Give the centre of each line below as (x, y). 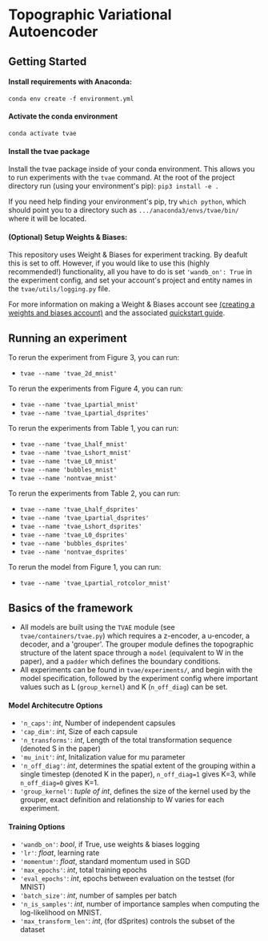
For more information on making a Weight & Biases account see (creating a (132, 304)
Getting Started (48, 61)
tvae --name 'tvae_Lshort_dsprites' (81, 527)
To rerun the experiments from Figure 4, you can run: (96, 389)
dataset (32, 930)
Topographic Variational (90, 15)
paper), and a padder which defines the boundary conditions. (120, 661)
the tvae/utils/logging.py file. (59, 289)
